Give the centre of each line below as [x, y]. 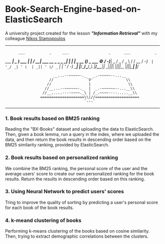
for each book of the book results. [40, 208]
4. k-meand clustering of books [43, 220]
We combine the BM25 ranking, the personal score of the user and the [76, 168]
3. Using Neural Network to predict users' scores [65, 192]
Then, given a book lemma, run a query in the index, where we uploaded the [82, 135]
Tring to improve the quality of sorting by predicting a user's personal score [82, 202]
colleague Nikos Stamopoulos [35, 38]
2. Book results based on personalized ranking [62, 158]
